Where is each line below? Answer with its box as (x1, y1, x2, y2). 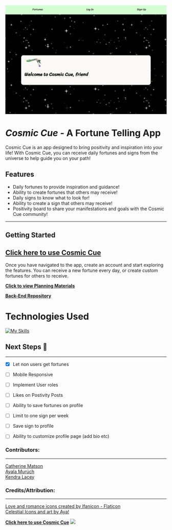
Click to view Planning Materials (5, 283, 75, 289)
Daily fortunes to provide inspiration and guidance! (12, 184, 120, 190)
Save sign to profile (12, 423, 54, 429)
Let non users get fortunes (12, 361, 69, 367)
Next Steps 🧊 (5, 342, 48, 352)
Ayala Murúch (5, 468, 35, 474)
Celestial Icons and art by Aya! (5, 508, 70, 515)
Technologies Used (5, 311, 90, 322)
